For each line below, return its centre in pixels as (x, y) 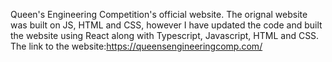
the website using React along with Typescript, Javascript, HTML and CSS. (165, 35)
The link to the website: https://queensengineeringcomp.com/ (136, 46)
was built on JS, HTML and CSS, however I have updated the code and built (166, 25)
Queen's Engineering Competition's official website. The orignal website (159, 14)
